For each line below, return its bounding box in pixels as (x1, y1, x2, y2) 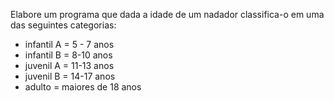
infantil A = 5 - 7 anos (24, 39, 115, 50)
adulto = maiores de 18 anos (24, 81, 142, 93)
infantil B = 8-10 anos (24, 49, 113, 61)
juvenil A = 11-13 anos (24, 60, 115, 71)
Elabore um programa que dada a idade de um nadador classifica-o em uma (10, 9, 325, 20)
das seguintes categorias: (10, 19, 117, 31)
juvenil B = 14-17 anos (24, 70, 116, 82)
